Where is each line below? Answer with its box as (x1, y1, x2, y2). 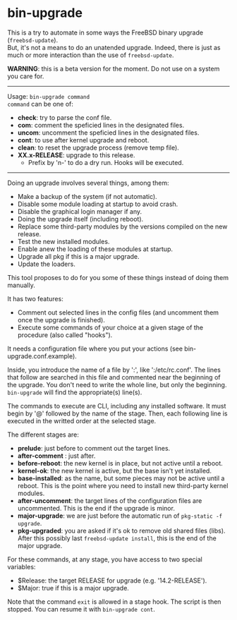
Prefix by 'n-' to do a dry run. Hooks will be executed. (28, 158, 184, 166)
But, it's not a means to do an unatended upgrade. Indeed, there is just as (7, 43, 221, 51)
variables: (7, 562, 36, 571)
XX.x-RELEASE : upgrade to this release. (17, 150, 135, 159)
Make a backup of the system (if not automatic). (17, 192, 157, 200)
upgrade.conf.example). (7, 351, 78, 360)
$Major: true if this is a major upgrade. (17, 583, 129, 592)
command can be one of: (7, 99, 74, 108)
